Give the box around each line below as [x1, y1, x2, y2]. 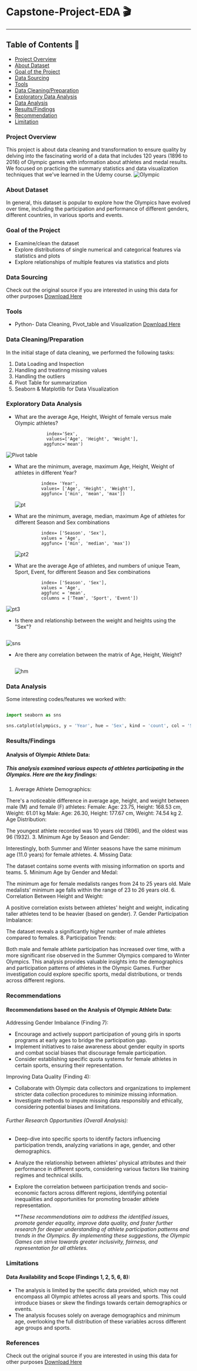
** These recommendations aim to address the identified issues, [14, 1213, 169, 1220]
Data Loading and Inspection [14, 360, 84, 367]
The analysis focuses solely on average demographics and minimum [14, 1312, 181, 1319]
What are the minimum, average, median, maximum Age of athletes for [14, 512, 186, 519]
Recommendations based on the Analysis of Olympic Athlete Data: [6, 1006, 172, 1013]
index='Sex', [46, 431, 78, 436]
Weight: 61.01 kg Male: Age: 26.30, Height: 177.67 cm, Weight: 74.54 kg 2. [6, 810, 183, 817]
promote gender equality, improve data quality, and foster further [14, 1219, 173, 1226]
